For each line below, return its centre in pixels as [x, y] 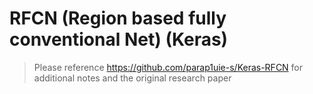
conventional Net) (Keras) [119, 39]
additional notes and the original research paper [132, 78]
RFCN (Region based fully [118, 18]
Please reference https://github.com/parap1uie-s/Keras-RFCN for [168, 67]
